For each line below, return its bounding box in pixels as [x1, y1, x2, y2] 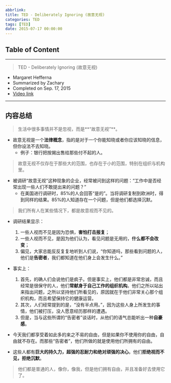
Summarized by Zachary [12, 79, 65, 86]
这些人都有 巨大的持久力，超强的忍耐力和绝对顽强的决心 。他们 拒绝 [12, 348, 151, 354]
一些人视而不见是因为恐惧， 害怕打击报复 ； [20, 229, 110, 235]
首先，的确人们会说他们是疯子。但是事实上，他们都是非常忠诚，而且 [20, 276, 163, 282]
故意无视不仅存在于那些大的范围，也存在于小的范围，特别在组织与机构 [17, 160, 165, 166]
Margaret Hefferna [12, 74, 52, 80]
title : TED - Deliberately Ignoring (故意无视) [5, 12, 105, 17]
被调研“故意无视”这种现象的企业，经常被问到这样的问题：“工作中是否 [12, 177, 157, 183]
